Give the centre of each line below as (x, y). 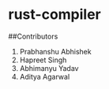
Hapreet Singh (43, 60)
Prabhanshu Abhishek (56, 51)
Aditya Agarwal (45, 76)
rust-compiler (54, 15)
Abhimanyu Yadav (49, 68)
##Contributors (33, 36)
